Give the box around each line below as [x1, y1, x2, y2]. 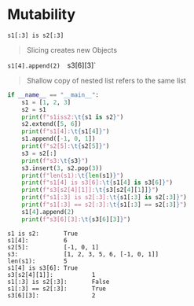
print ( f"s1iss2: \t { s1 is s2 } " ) [21, 112, 124, 121]
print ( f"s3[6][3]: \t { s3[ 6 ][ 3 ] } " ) [21, 215, 131, 223]
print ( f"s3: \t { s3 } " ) [21, 157, 89, 164]
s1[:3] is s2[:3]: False [7, 278, 110, 286]
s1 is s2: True [7, 230, 79, 238]
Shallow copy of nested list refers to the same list [26, 76, 186, 85]
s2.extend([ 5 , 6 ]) [21, 120, 82, 128]
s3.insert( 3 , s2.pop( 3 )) [21, 164, 103, 172]
